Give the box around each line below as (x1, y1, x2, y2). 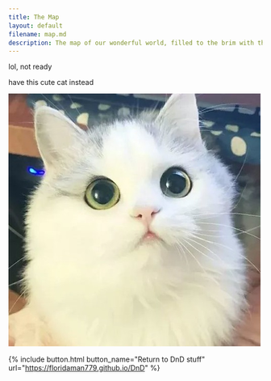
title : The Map (8, 13, 60, 21)
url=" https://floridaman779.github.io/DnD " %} (8, 363, 161, 373)
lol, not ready (8, 61, 52, 72)
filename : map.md (8, 30, 67, 38)
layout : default (8, 21, 63, 30)
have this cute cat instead (8, 78, 94, 87)
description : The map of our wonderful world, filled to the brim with (8, 39, 254, 47)
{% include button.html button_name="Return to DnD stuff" (8, 354, 206, 364)
